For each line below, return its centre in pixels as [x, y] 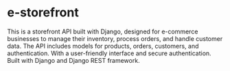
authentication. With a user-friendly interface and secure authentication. [109, 53]
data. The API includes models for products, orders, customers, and [103, 46]
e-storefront [43, 13]
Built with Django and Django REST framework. [73, 60]
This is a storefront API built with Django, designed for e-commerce [103, 31]
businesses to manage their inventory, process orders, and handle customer [115, 38]
